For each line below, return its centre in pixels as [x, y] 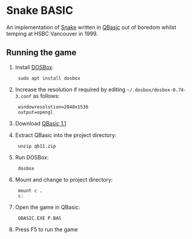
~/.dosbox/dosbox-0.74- [156, 90]
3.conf [23, 96]
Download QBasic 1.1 [40, 123]
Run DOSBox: [32, 157]
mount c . [30, 191]
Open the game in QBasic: [47, 207]
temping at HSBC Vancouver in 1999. [52, 33]
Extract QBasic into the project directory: [66, 135]
